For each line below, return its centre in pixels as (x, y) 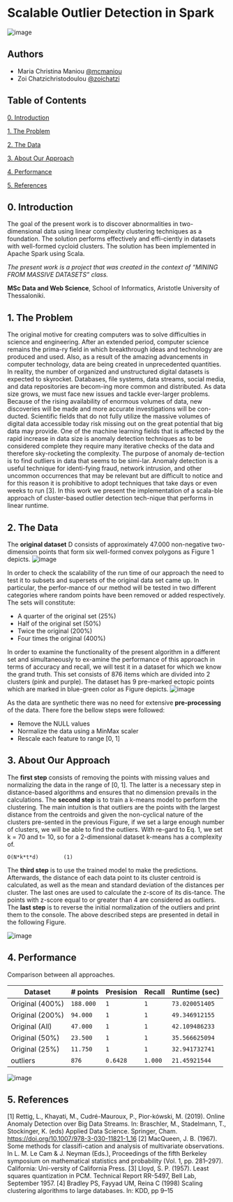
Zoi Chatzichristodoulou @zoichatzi (68, 78)
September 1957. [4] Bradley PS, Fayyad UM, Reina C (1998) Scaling (105, 1183)
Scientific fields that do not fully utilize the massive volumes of (120, 416)
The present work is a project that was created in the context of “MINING (113, 267)
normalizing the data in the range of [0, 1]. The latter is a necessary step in (114, 784)
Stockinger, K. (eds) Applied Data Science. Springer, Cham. (92, 1131)
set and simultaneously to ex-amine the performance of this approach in (111, 659)
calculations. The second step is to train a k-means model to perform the (112, 800)
